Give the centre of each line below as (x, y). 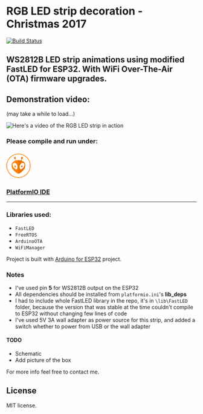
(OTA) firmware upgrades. (57, 79)
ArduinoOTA (29, 241)
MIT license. (22, 405)
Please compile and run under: (52, 142)
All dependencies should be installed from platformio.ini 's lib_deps (101, 294)
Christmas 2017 (47, 24)
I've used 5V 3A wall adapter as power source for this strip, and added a (105, 320)
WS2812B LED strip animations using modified (95, 60)
